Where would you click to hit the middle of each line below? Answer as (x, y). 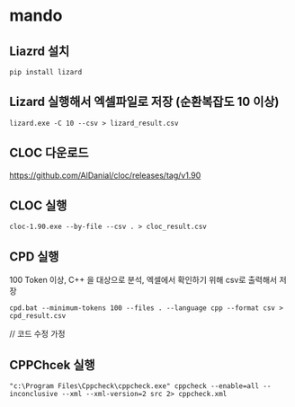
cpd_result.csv (38, 316)
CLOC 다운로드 (49, 153)
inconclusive (34, 394)
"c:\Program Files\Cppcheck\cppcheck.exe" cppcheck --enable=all (134, 386)
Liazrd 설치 (40, 51)
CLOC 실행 (38, 206)
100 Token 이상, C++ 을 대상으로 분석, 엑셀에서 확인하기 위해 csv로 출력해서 (143, 280)
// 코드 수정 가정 (37, 334)
